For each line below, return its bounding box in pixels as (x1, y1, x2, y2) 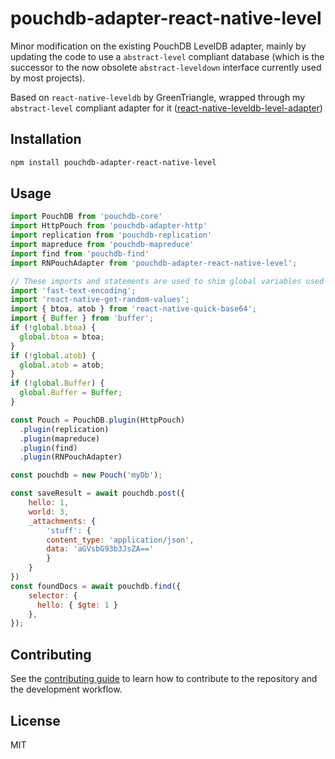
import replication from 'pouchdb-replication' (10, 230, 213, 241)
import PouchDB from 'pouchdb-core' (10, 212, 163, 222)
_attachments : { (28, 516, 97, 526)
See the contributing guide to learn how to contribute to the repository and (10, 673, 318, 685)
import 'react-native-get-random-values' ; (10, 295, 190, 305)
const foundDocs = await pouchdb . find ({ (10, 581, 182, 591)
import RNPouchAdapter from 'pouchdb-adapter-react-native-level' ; (10, 258, 298, 268)
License (10, 712, 61, 729)
